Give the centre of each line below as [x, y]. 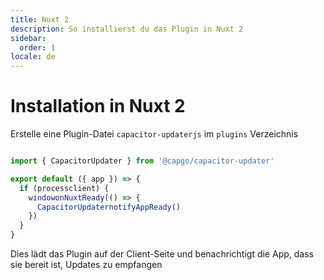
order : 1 [37, 47]
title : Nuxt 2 [40, 19]
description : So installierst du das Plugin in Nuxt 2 [127, 29]
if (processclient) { [64, 188]
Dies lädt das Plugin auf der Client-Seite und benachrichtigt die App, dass [162, 254]
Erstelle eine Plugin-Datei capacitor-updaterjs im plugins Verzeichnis [154, 134]
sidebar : [28, 38]
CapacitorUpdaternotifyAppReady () [109, 207]
